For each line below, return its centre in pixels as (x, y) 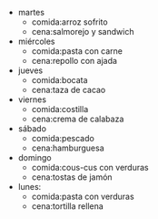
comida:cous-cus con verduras (90, 167)
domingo (35, 157)
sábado (32, 129)
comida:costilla (60, 109)
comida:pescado (63, 138)
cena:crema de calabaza (78, 119)
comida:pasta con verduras (83, 196)
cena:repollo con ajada (74, 61)
